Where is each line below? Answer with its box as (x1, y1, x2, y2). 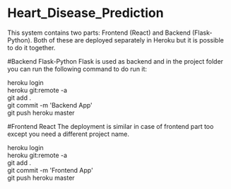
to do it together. (7, 43, 56, 52)
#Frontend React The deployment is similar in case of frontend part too (7, 122, 214, 130)
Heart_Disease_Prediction (7, 5, 164, 21)
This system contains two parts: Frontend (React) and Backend (7, 28, 191, 37)
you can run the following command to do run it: (7, 64, 147, 73)
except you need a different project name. (7, 130, 129, 138)
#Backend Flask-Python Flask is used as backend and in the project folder (7, 57, 224, 65)
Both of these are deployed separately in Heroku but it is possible (33, 35, 224, 44)
